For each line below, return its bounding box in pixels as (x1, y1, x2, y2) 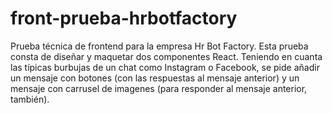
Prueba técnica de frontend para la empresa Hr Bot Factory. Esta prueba (10, 40, 309, 52)
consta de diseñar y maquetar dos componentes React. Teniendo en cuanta (10, 50, 323, 62)
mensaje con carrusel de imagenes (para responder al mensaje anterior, (10, 82, 308, 94)
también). (10, 93, 50, 105)
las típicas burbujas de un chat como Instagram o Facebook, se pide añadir (10, 61, 320, 73)
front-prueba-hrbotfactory (10, 7, 238, 30)
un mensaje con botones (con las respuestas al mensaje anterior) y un (10, 72, 300, 84)
